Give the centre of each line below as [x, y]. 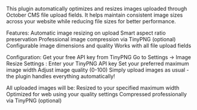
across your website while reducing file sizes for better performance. [91, 21]
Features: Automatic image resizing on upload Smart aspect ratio [86, 33]
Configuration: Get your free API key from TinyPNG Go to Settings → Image [98, 57]
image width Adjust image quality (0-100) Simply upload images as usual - [98, 70]
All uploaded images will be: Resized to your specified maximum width [93, 88]
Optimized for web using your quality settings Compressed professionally [96, 94]
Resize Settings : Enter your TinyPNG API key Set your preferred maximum [98, 63]
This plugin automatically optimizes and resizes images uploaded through [97, 9]
